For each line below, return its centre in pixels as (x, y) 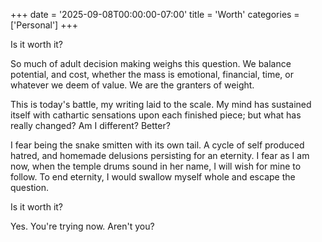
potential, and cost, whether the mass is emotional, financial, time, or (152, 74)
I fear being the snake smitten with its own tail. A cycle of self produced (157, 145)
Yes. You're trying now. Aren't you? (82, 226)
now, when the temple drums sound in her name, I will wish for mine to (156, 166)
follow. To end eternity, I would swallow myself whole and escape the (153, 177)
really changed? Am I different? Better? (90, 125)
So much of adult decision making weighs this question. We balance (151, 63)
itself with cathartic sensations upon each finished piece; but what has (156, 115)
